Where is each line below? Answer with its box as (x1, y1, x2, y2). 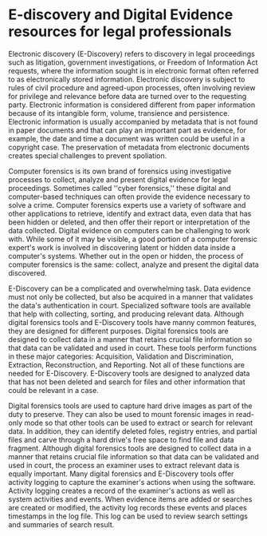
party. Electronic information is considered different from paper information (8, 100, 256, 109)
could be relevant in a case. (8, 385, 100, 395)
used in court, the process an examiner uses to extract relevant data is (8, 460, 240, 470)
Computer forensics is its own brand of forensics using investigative (8, 166, 232, 176)
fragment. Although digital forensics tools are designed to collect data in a (8, 443, 252, 453)
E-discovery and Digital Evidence (8, 6, 234, 24)
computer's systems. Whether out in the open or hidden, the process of (8, 251, 244, 260)
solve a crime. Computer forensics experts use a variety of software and (8, 200, 246, 209)
